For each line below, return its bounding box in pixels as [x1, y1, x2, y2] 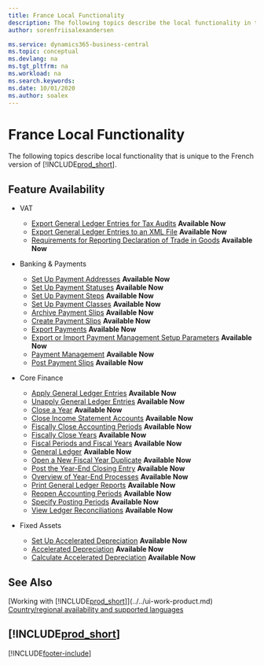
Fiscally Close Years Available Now [31, 430, 147, 440]
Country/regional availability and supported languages [8, 604, 184, 614]
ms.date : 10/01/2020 [8, 84, 76, 92]
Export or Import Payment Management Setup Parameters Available [31, 333, 253, 342]
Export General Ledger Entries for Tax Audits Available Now [31, 219, 226, 228]
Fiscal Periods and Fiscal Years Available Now [31, 438, 182, 449]
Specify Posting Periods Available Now [31, 497, 159, 507]
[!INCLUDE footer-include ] [8, 648, 92, 658]
